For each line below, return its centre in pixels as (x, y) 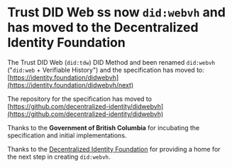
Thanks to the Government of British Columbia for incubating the (104, 127)
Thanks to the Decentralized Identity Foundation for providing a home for (114, 149)
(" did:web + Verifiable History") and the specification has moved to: (106, 70)
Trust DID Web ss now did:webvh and (116, 12)
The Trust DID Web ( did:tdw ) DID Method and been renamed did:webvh (111, 62)
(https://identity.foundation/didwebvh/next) (71, 85)
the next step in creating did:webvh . (59, 157)
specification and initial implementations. (67, 135)
